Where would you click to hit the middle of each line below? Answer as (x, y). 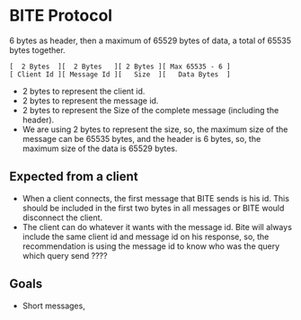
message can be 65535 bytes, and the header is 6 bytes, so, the (142, 138)
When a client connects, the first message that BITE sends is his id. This (156, 198)
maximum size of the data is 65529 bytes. (100, 148)
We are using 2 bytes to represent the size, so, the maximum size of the (155, 129)
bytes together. (37, 49)
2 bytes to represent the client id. (84, 91)
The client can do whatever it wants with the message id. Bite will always (157, 227)
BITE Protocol (61, 16)
